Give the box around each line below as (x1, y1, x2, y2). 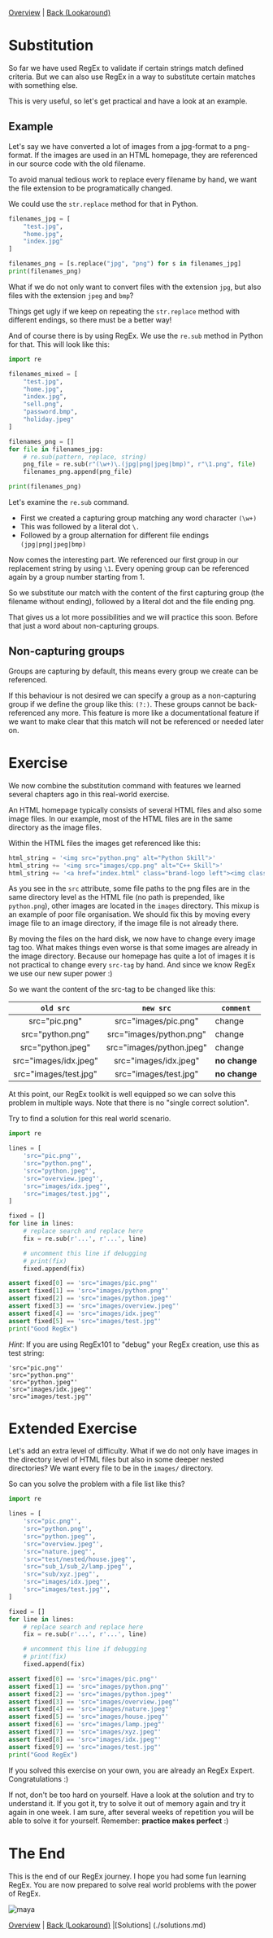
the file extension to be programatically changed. (8, 183, 173, 193)
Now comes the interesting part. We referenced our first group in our (8, 555, 239, 564)
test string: (8, 1348, 45, 1357)
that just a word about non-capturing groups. (8, 621, 160, 630)
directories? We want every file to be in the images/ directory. (8, 1463, 214, 1473)
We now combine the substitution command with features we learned (8, 780, 241, 790)
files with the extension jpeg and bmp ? (8, 290, 134, 300)
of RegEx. (8, 1888, 41, 1898)
